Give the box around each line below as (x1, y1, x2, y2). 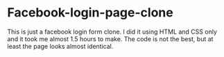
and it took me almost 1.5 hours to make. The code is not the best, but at (7, 34, 214, 43)
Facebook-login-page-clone (7, 5, 173, 21)
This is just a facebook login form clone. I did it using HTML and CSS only (7, 27, 217, 36)
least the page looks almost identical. (7, 42, 114, 50)
